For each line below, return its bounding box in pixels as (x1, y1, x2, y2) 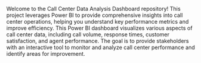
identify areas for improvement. (6, 50, 85, 57)
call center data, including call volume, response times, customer (6, 31, 170, 38)
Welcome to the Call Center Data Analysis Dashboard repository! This (6, 5, 181, 12)
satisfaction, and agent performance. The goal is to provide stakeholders (6, 38, 189, 44)
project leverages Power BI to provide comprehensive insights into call (6, 12, 183, 19)
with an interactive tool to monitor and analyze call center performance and (6, 44, 196, 51)
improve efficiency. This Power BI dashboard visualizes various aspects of (6, 24, 193, 31)
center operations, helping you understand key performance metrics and (6, 18, 189, 25)
